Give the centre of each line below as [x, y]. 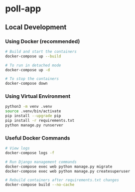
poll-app [23, 9]
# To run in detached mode [33, 65]
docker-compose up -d [28, 70]
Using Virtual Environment [38, 96]
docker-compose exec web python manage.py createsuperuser [68, 171]
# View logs [17, 148]
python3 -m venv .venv [29, 107]
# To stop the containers [32, 79]
